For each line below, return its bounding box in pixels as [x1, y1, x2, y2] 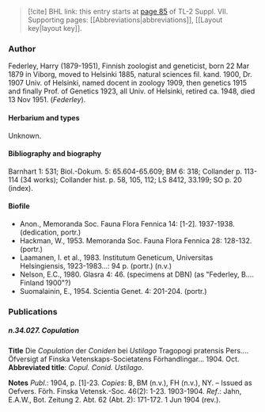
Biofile [8, 201, 30, 211]
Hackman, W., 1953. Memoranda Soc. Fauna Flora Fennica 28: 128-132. [19, 235, 252, 245]
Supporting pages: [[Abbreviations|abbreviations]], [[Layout [27, 15, 223, 25]
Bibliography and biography [8, 149, 101, 158]
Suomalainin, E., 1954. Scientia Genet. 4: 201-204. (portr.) [19, 286, 207, 296]
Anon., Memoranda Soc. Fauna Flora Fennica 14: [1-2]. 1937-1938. [19, 219, 235, 228]
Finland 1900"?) [19, 277, 71, 288]
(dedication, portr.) [19, 227, 81, 237]
